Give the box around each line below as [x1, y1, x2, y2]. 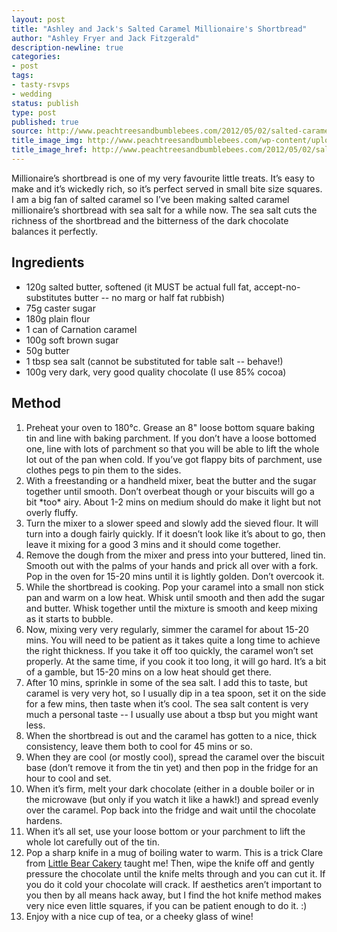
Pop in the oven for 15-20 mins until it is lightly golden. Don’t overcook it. [25, 570, 325, 582]
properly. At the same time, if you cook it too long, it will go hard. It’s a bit [25, 655, 327, 667]
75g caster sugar [25, 302, 96, 314]
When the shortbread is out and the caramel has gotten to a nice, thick [25, 729, 318, 741]
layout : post [11, 14, 66, 25]
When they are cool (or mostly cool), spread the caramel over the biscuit [25, 751, 325, 763]
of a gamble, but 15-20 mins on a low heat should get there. [25, 666, 272, 678]
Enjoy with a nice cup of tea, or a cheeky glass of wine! [25, 910, 254, 922]
